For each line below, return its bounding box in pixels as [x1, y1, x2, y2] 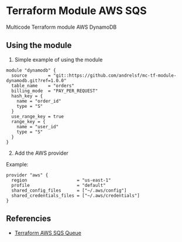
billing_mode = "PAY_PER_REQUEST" [11, 88, 98, 94]
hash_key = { [11, 93, 43, 99]
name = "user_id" [16, 124, 59, 129]
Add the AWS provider [14, 149, 69, 156]
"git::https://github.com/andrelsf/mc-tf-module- [53, 72, 177, 79]
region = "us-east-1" [11, 177, 111, 183]
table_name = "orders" [11, 83, 75, 88]
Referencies [6, 214, 51, 224]
